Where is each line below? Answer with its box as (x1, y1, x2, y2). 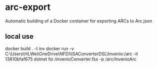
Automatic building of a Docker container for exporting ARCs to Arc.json (5, 18, 153, 24)
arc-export (5, 1, 51, 13)
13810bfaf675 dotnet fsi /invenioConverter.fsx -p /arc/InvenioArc (5, 56, 137, 62)
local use (5, 32, 34, 41)
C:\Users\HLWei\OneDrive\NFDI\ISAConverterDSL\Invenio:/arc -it (5, 51, 138, 57)
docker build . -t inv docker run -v (5, 45, 74, 51)
